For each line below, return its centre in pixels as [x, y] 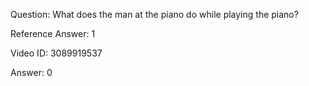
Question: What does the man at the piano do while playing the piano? [154, 14]
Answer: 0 [31, 72]
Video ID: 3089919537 [56, 53]
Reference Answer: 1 [53, 33]
